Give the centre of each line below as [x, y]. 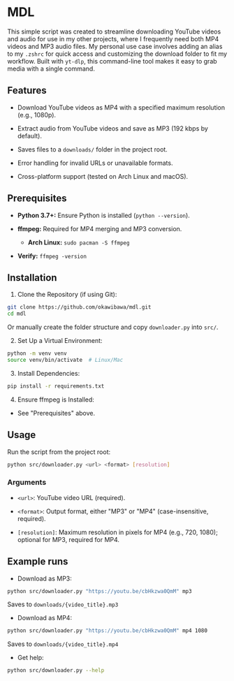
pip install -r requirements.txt [56, 386]
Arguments [27, 483]
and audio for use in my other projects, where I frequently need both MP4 [113, 38]
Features [27, 90]
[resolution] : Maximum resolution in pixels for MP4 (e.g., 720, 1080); [117, 532]
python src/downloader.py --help [56, 671]
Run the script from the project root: [59, 452]
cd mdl [17, 314]
